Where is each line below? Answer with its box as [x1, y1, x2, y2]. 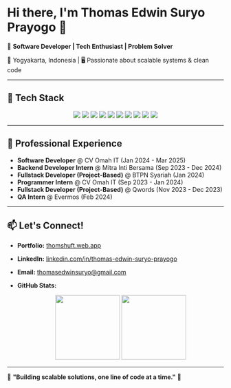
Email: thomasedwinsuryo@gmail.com [16, 268, 126, 277]
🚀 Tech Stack [7, 92, 65, 104]
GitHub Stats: [16, 281, 57, 290]
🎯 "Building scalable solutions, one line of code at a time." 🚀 [7, 373, 181, 381]
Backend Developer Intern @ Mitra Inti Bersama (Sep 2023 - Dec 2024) [16, 163, 222, 171]
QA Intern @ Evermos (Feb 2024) [16, 193, 113, 201]
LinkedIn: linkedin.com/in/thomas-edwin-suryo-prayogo [16, 255, 177, 263]
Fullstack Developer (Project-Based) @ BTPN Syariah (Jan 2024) [16, 171, 205, 179]
